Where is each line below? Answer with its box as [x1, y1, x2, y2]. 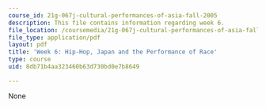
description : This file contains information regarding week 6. [8, 19, 225, 27]
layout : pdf [8, 41, 47, 49]
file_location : [8, 26, 59, 34]
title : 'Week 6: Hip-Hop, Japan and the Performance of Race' [8, 48, 218, 56]
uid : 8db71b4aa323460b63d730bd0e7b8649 [8, 63, 140, 71]
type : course [8, 56, 51, 64]
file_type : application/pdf [8, 33, 101, 42]
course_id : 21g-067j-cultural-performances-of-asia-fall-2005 [8, 11, 218, 20]
